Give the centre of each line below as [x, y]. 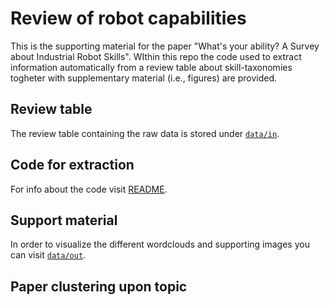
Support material [64, 220]
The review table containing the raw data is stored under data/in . [145, 133]
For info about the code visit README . [89, 189]
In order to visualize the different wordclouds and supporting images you [160, 244]
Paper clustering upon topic [99, 286]
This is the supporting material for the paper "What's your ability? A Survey [165, 46]
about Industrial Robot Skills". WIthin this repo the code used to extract [156, 56]
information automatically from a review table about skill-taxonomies [151, 67]
